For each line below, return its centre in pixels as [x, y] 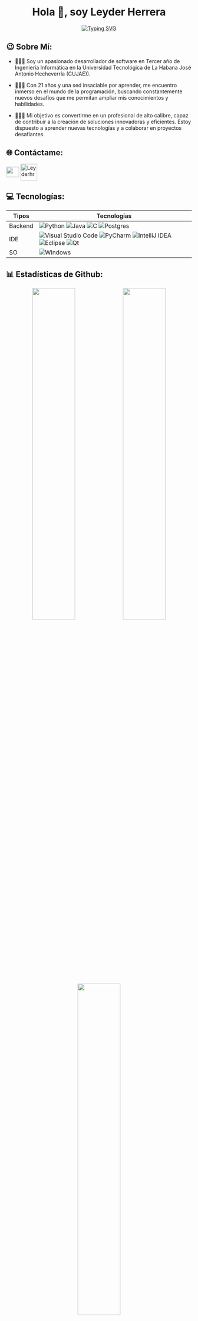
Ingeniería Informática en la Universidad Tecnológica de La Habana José [103, 67]
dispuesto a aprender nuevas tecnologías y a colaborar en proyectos [98, 128]
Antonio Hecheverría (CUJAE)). [52, 74]
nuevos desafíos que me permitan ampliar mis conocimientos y [91, 97]
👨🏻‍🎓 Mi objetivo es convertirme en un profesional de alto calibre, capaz [101, 115]
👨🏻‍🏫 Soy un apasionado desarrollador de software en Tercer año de [97, 61]
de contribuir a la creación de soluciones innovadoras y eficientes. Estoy [103, 122]
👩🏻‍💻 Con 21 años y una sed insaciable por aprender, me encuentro [96, 85]
